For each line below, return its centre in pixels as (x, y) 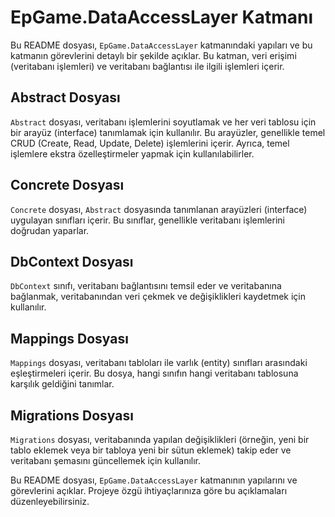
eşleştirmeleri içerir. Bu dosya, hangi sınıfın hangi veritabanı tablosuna (154, 373)
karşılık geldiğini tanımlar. (62, 384)
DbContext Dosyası (72, 261)
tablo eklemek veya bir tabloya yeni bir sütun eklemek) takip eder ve (151, 450)
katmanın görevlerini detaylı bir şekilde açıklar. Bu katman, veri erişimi (153, 55)
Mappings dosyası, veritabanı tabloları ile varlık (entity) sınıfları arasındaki (159, 363)
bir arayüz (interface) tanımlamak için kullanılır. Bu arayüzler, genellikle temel (168, 132)
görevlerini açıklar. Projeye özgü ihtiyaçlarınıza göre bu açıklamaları (149, 490)
